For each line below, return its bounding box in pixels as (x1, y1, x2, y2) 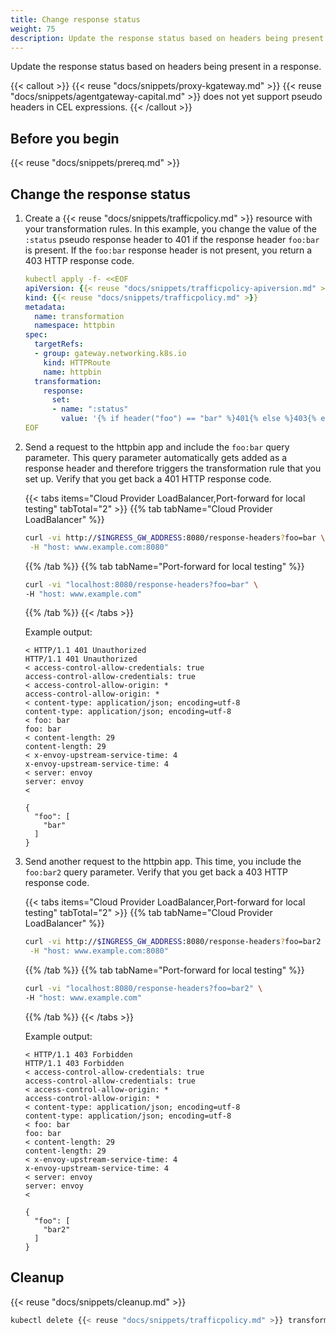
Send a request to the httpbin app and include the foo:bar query (24, 441, 290, 453)
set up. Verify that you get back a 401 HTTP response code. (24, 472, 272, 485)
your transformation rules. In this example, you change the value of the (24, 223, 317, 235)
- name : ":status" (51, 404, 129, 415)
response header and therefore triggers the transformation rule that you (24, 462, 322, 474)
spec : (24, 330, 48, 340)
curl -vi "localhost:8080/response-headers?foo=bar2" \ (24, 984, 263, 994)
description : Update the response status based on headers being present (10, 33, 325, 43)
